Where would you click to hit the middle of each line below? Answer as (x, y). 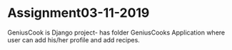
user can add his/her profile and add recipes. (74, 39)
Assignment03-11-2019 (79, 13)
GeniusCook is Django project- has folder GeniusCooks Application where (116, 32)
